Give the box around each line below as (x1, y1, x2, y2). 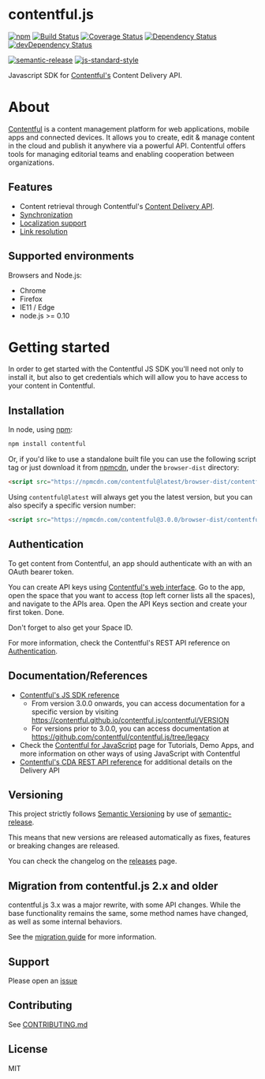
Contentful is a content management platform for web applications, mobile (8, 124, 250, 133)
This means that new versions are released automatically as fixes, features (8, 833, 251, 843)
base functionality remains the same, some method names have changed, (8, 909, 248, 918)
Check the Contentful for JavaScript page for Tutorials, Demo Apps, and (19, 740, 255, 750)
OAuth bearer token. (8, 567, 74, 576)
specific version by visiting (31, 707, 118, 716)
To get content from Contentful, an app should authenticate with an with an (8, 558, 252, 568)
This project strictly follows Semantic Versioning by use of (8, 809, 197, 819)
